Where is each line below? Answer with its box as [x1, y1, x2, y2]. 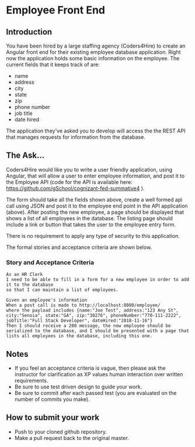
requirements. [14, 377, 48, 384]
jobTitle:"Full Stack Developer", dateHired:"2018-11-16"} [6, 318, 153, 324]
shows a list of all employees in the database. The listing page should [6, 214, 173, 221]
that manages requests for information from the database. [6, 134, 146, 141]
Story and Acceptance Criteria [6, 258, 95, 267]
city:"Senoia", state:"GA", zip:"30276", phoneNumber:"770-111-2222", [6, 313, 182, 319]
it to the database [6, 282, 54, 288]
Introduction [6, 27, 53, 37]
